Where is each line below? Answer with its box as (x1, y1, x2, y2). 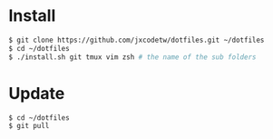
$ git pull (8, 122, 50, 131)
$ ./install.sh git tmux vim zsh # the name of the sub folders (8, 52, 257, 62)
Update (8, 83, 65, 104)
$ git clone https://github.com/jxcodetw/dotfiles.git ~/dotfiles (8, 35, 265, 45)
